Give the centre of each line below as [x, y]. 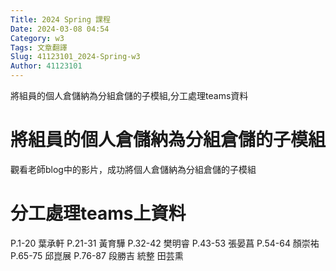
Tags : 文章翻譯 [39, 47]
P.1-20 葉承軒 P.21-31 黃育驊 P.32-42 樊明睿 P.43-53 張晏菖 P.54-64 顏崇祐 [165, 243]
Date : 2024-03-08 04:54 [60, 29]
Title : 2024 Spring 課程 [60, 19]
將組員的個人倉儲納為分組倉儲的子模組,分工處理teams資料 [129, 95]
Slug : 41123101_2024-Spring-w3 [75, 57]
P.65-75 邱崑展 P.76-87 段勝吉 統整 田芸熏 [97, 255]
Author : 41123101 [46, 66]
